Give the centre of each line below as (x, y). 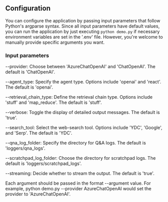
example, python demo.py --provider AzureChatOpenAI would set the (78, 189)
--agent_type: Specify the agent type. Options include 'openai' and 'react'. (83, 82)
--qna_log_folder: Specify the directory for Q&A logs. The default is (76, 143)
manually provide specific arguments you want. (55, 42)
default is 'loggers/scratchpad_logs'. (44, 164)
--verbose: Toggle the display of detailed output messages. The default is (83, 112)
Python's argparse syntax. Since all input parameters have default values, (82, 26)
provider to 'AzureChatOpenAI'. (38, 194)
